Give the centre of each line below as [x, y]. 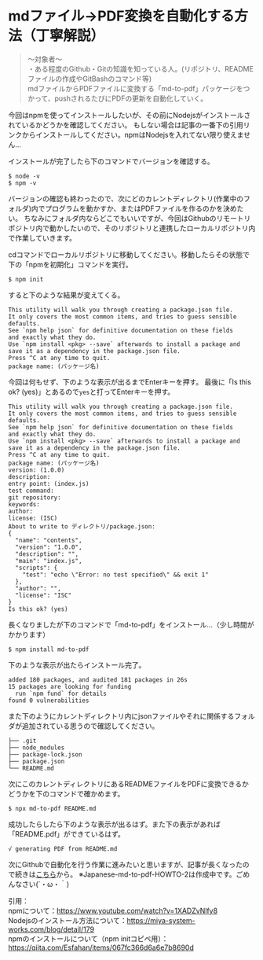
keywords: [24, 504]
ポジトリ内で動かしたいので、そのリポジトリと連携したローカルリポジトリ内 [132, 228]
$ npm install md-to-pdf [49, 649]
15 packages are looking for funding [70, 686]
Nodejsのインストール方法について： [68, 920]
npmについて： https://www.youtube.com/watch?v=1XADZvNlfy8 [113, 910]
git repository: [35, 497]
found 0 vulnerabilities [49, 701]
